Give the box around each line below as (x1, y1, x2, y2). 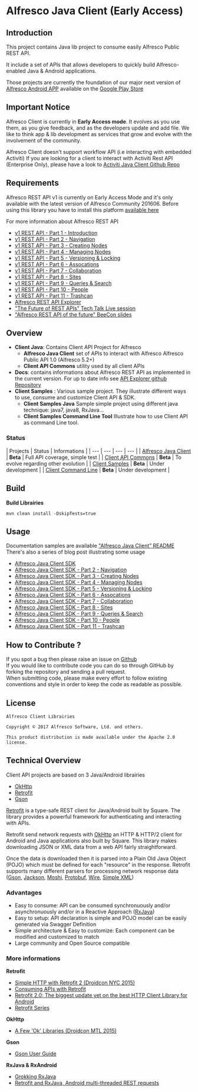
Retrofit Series (14, 1004, 50, 1012)
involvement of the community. (6, 137, 81, 144)
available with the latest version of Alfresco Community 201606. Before (6, 200, 179, 207)
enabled (6, 67, 26, 75)
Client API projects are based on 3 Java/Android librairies (6, 771, 146, 778)
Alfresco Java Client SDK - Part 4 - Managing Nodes (14, 579, 143, 586)
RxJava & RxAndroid (6, 1062, 57, 1069)
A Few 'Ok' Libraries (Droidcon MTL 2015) (14, 1028, 117, 1035)
